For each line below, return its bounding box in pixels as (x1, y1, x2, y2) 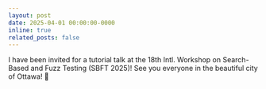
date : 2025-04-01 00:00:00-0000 (8, 19, 115, 27)
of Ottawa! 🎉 (8, 72, 49, 81)
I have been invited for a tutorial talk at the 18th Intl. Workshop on (8, 55, 221, 65)
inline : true (8, 26, 52, 34)
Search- (222, 55, 249, 65)
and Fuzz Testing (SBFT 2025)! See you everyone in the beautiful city (30, 64, 258, 73)
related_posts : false (8, 33, 80, 42)
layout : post (8, 11, 52, 20)
